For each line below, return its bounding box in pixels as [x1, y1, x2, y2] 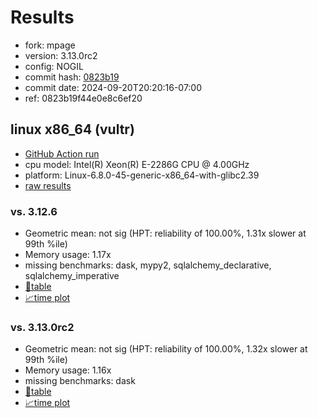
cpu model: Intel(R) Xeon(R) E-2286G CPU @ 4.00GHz [24, 158, 250, 170]
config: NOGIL [24, 60, 84, 72]
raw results [24, 179, 72, 191]
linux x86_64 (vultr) [10, 121, 135, 138]
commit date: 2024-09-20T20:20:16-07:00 [24, 81, 203, 93]
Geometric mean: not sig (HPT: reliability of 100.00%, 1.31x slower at [24, 227, 307, 240]
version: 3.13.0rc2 [24, 49, 98, 61]
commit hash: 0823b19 [24, 71, 120, 83]
